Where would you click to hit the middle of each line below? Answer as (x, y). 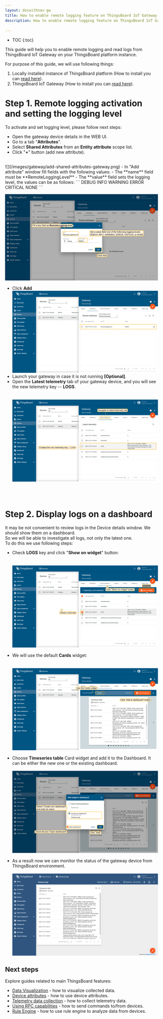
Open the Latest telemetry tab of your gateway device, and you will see (84, 381)
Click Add (22, 288)
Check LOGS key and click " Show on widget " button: (65, 552)
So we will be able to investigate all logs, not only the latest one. (69, 538)
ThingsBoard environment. (39, 866)
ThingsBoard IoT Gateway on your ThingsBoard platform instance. (71, 55)
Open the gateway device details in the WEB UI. (60, 137)
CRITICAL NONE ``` (24, 188)
